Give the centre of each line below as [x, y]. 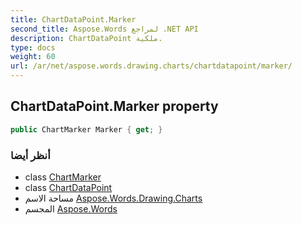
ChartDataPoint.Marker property [114, 106]
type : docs [33, 47]
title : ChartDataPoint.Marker [73, 19]
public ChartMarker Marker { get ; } [86, 129]
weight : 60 [33, 57]
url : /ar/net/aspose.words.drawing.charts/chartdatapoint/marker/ [151, 66]
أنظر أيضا [30, 155]
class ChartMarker [63, 177]
